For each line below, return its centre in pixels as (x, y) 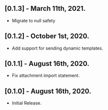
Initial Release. (27, 103)
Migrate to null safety (33, 20)
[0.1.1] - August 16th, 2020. (47, 64)
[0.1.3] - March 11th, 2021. (45, 9)
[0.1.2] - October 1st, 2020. (47, 36)
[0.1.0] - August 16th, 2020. (48, 91)
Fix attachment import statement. (46, 76)
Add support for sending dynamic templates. (57, 48)
